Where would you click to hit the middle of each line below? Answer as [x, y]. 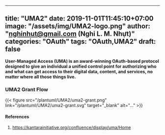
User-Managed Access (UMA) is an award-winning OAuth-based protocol [82, 61]
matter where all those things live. [41, 77]
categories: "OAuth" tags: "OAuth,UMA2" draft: [81, 41]
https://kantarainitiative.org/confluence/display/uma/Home [71, 128]
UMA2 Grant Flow [27, 89]
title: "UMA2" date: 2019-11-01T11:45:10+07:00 [79, 18]
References [17, 116]
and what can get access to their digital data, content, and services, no [79, 71]
